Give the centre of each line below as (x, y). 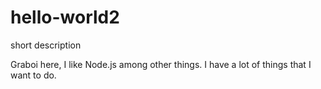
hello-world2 (65, 17)
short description (46, 45)
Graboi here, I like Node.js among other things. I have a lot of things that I (161, 64)
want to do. (33, 75)
